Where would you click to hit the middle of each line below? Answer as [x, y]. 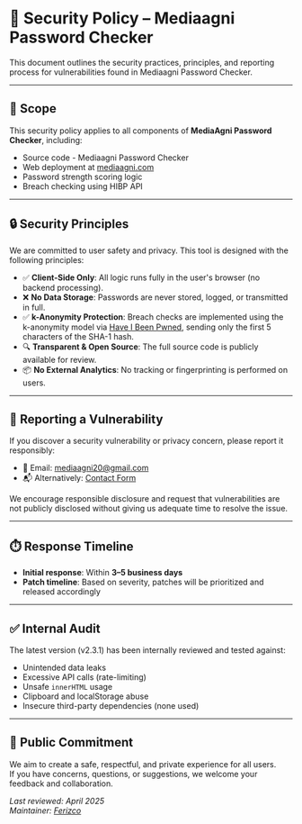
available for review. [59, 359]
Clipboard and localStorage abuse [85, 696]
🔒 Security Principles [69, 224]
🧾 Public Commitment [71, 743]
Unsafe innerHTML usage [67, 687]
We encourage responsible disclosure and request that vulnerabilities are [145, 499]
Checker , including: [46, 140]
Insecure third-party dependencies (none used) [111, 706]
